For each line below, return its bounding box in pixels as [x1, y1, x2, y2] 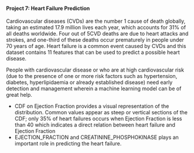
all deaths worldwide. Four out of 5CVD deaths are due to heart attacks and [6, 30, 189, 38]
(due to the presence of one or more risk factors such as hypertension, [6, 73, 178, 80]
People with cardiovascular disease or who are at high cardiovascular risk [6, 66, 185, 73]
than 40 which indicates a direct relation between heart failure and [14, 121, 176, 128]
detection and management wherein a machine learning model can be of [6, 85, 182, 92]
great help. [6, 91, 32, 98]
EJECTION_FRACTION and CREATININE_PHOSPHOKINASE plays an [14, 134, 179, 141]
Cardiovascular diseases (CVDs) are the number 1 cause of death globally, [6, 18, 186, 25]
